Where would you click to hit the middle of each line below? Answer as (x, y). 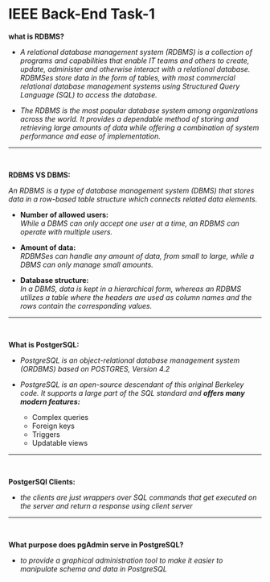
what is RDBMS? (36, 36)
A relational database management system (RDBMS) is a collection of (136, 52)
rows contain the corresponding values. (86, 306)
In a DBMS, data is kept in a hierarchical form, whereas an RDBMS (131, 289)
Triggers (46, 434)
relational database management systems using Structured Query (130, 86)
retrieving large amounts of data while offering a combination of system (139, 127)
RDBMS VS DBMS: (39, 175)
